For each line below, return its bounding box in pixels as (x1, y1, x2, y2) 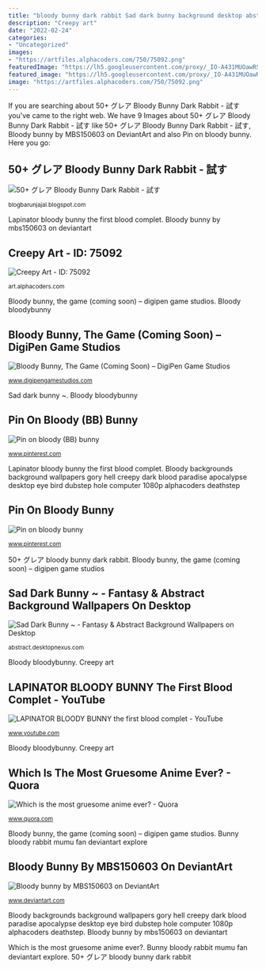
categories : (8, 33, 47, 42)
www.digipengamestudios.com (8, 376, 93, 384)
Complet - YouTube (8, 692, 105, 706)
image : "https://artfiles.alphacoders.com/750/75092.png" (8, 78, 203, 86)
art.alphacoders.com (8, 283, 65, 291)
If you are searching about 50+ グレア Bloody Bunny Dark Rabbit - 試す (8, 101, 240, 110)
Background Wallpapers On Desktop (8, 599, 192, 612)
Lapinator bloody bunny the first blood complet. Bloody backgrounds (8, 464, 234, 473)
